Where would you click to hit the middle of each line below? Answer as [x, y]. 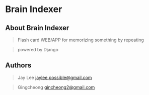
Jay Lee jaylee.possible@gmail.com [55, 77]
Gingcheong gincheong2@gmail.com [56, 87]
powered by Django [38, 50]
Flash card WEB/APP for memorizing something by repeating [81, 40]
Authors [18, 66]
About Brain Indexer [37, 28]
